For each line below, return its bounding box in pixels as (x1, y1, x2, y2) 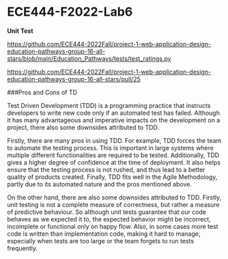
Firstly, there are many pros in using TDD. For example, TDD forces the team (7, 136, 222, 144)
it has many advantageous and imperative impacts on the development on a (7, 115, 220, 124)
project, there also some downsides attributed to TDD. (7, 123, 159, 131)
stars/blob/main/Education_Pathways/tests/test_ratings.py (7, 54, 172, 62)
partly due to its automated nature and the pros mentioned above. (7, 180, 193, 188)
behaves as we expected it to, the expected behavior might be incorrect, (7, 215, 212, 223)
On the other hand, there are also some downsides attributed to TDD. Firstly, (7, 193, 222, 202)
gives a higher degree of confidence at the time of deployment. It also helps (7, 158, 220, 166)
